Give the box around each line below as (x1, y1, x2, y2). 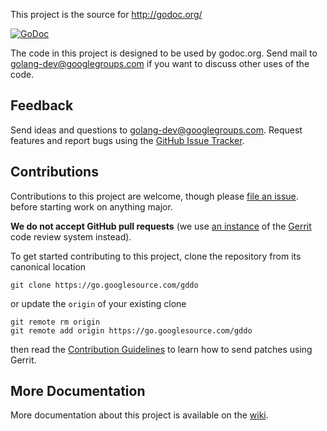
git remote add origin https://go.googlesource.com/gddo (10, 325, 253, 336)
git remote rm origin (10, 317, 101, 327)
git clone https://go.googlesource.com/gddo (10, 280, 199, 290)
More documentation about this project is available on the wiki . (10, 409, 269, 421)
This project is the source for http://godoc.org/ (10, 9, 203, 20)
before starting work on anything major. (10, 200, 173, 213)
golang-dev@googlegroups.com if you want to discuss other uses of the (10, 58, 310, 69)
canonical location (10, 260, 87, 273)
